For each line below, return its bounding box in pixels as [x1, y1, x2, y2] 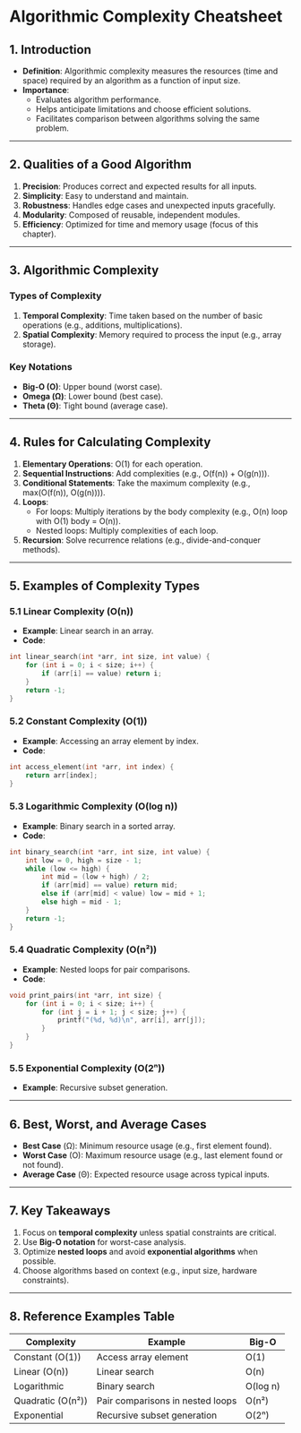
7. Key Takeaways [9, 1203, 111, 1219]
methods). [21, 544, 61, 554]
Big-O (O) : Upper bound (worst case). [21, 381, 163, 391]
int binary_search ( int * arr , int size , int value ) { [9, 847, 211, 856]
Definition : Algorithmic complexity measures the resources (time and [21, 65, 279, 76]
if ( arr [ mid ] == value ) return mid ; [41, 880, 178, 890]
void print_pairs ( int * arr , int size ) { [9, 991, 163, 1000]
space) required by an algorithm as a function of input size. [21, 75, 241, 86]
